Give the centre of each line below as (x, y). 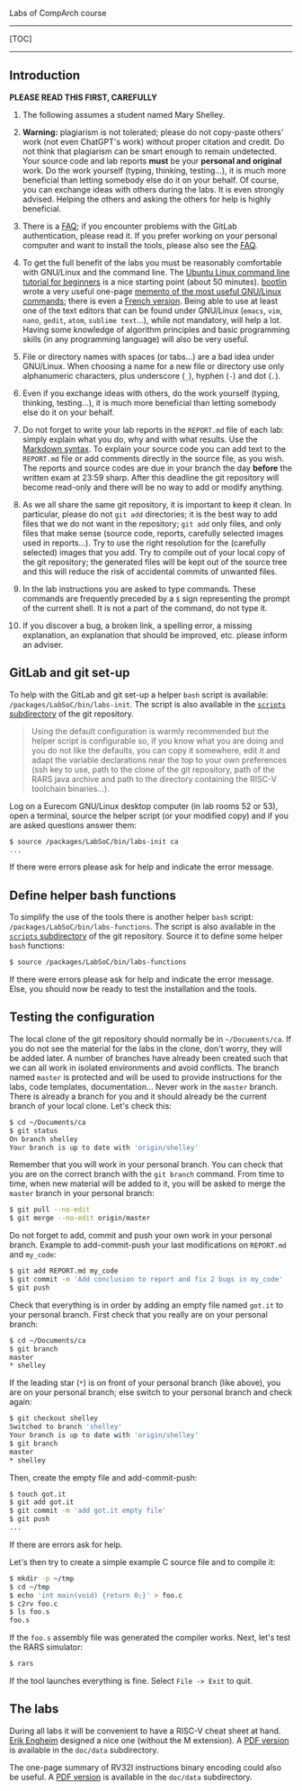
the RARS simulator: (46, 1647)
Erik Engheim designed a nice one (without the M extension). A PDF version (149, 1740)
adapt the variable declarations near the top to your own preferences (159, 760)
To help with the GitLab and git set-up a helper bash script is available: (139, 694)
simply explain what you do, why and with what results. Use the (140, 439)
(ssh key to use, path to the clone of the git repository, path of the (153, 769)
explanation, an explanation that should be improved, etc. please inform (155, 634)
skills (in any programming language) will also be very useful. (136, 339)
